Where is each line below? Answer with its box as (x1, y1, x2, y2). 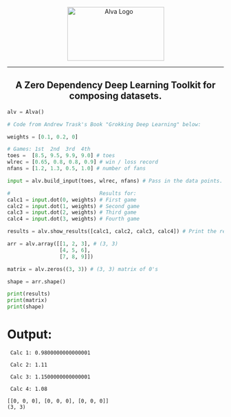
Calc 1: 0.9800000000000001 (10, 349, 91, 356)
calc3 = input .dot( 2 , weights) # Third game (7, 209, 137, 216)
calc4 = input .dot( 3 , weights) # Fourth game (7, 216, 140, 223)
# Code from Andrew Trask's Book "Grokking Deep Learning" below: (7, 121, 201, 128)
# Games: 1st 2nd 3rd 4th (7, 145, 91, 153)
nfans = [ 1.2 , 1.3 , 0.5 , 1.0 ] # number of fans (7, 165, 146, 172)
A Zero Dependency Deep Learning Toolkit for (15, 79, 216, 91)
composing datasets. (69, 90, 162, 102)
